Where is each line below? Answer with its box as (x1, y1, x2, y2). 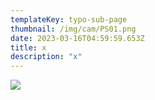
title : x (10, 42, 47, 53)
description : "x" (10, 52, 83, 62)
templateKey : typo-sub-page (10, 14, 128, 25)
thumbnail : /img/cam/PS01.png (10, 24, 137, 34)
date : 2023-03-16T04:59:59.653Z (10, 33, 145, 43)
